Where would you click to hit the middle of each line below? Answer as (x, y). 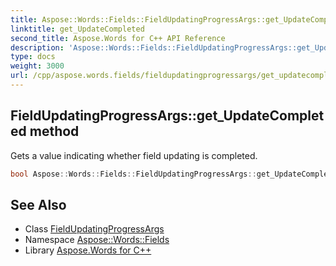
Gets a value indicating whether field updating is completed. (134, 155)
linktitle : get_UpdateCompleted (77, 29)
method (54, 131)
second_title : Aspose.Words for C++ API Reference (118, 38)
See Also (38, 204)
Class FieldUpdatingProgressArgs (94, 229)
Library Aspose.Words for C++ (88, 250)
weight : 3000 (37, 66)
